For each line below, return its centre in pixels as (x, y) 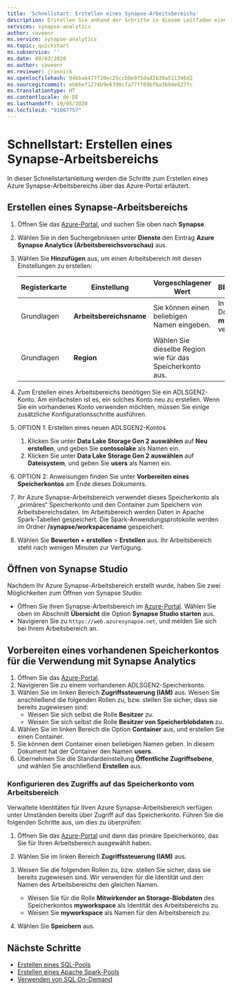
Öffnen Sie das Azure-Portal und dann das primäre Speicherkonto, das (118, 836)
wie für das (171, 357)
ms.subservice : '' (33, 53)
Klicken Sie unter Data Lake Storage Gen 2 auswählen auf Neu (117, 441)
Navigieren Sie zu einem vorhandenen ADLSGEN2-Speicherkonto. (111, 685)
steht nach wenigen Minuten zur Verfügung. (80, 547)
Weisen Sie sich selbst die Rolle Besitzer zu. (90, 714)
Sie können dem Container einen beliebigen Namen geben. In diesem (116, 744)
